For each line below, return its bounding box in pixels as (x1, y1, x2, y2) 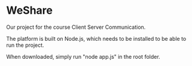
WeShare (6, 4, 53, 17)
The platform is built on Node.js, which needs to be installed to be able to (6, 35, 187, 42)
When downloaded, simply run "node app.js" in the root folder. (6, 53, 160, 60)
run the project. (6, 41, 44, 49)
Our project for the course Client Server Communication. (6, 23, 146, 31)
